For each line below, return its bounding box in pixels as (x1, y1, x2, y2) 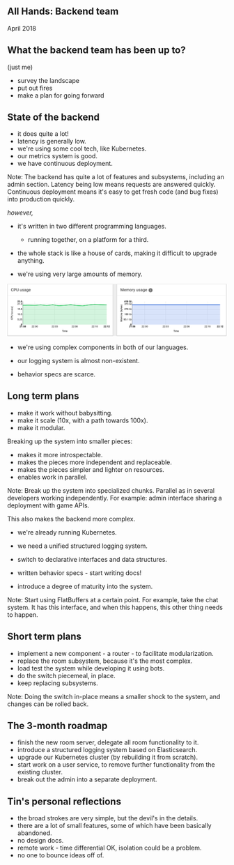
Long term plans (7, 390, 79, 402)
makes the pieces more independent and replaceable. (17, 458, 173, 466)
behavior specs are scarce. (17, 370, 96, 378)
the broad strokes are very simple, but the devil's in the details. (17, 814, 198, 822)
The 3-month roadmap (7, 720, 108, 732)
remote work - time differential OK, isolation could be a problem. (17, 843, 202, 852)
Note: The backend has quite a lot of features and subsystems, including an (7, 173, 224, 181)
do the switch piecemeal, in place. (17, 671, 116, 680)
